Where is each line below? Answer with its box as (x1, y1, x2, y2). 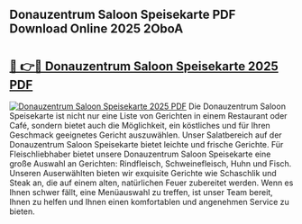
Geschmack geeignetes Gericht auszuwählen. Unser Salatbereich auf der (9, 130, 282, 140)
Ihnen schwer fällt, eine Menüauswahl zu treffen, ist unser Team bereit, (9, 187, 273, 197)
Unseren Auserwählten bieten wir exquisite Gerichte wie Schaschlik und (9, 168, 277, 178)
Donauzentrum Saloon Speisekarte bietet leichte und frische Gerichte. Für (9, 139, 284, 149)
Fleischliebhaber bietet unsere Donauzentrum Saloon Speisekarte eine (9, 148, 271, 159)
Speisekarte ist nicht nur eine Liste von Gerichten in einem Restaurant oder (9, 111, 288, 121)
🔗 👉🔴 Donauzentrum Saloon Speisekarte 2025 (9, 58, 279, 74)
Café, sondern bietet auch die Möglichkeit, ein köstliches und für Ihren (9, 121, 270, 130)
